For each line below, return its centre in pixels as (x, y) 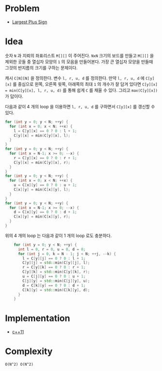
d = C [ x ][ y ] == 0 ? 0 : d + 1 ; (45, 212)
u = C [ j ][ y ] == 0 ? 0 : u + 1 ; (54, 276)
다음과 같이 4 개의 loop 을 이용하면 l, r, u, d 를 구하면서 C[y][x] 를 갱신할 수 (80, 106)
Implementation (38, 318)
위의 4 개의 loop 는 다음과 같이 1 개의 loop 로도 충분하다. (58, 236)
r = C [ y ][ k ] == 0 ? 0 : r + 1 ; (54, 268)
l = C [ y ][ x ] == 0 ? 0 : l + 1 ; (45, 131)
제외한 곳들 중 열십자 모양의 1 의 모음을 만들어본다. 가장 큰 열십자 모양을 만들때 (79, 62)
